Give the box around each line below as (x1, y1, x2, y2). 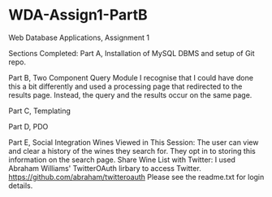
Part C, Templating (8, 106, 71, 116)
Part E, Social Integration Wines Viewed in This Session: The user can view (8, 137, 259, 147)
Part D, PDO (8, 121, 49, 131)
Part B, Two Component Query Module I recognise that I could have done (8, 72, 254, 82)
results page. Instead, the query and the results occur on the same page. (8, 90, 253, 99)
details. (8, 181, 33, 190)
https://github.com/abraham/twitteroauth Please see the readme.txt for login (8, 172, 265, 182)
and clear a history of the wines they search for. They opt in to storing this (8, 146, 256, 155)
